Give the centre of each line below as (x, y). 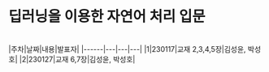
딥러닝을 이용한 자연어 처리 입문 (107, 17)
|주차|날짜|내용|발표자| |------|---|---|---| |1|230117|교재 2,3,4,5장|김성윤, (127, 49)
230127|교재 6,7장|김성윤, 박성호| (82, 59)
